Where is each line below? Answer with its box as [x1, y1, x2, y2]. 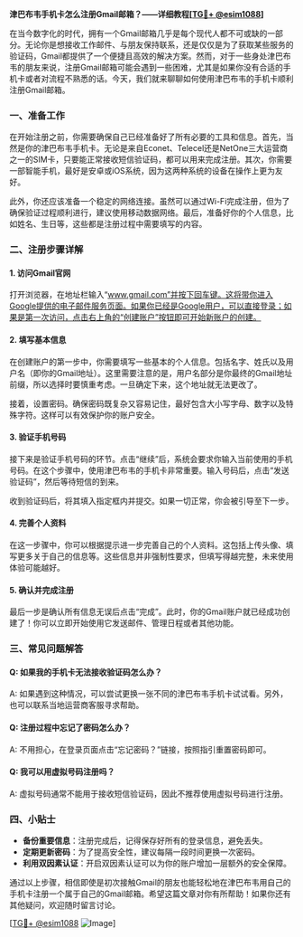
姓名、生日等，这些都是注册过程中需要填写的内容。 [16, 219, 207, 230]
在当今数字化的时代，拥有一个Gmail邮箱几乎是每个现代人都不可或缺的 [9, 28, 268, 39]
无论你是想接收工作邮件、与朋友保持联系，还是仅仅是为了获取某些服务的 [24, 40, 294, 50]
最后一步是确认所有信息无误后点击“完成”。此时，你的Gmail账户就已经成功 [9, 606, 282, 618]
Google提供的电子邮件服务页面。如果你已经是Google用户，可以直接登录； [9, 300, 284, 311]
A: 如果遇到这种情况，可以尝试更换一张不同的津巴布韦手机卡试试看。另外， [9, 688, 289, 699]
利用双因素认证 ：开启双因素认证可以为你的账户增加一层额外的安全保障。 [22, 858, 291, 869]
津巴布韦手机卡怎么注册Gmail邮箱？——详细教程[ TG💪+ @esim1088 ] [9, 9, 264, 19]
